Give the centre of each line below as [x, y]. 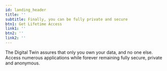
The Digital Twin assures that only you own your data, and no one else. [79, 52]
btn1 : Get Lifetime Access [34, 24]
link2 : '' [16, 38]
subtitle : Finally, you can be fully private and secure [67, 19]
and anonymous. [23, 63]
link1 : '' [16, 29]
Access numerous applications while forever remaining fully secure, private [84, 57]
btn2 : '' [14, 33]
